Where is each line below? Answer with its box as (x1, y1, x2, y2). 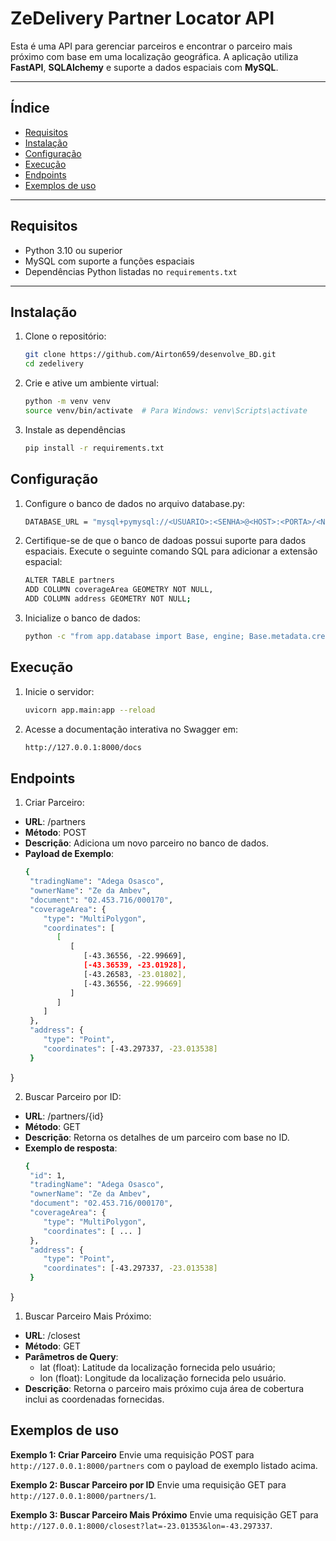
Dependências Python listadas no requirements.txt (24, 265, 238, 277)
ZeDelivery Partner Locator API (10, 7, 275, 30)
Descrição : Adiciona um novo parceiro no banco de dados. (24, 837, 270, 849)
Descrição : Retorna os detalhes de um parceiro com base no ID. (24, 1131, 290, 1143)
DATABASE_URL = (24, 517, 89, 527)
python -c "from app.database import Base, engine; (24, 632, 245, 642)
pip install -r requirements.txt (24, 443, 165, 453)
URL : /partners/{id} (24, 1110, 104, 1122)
